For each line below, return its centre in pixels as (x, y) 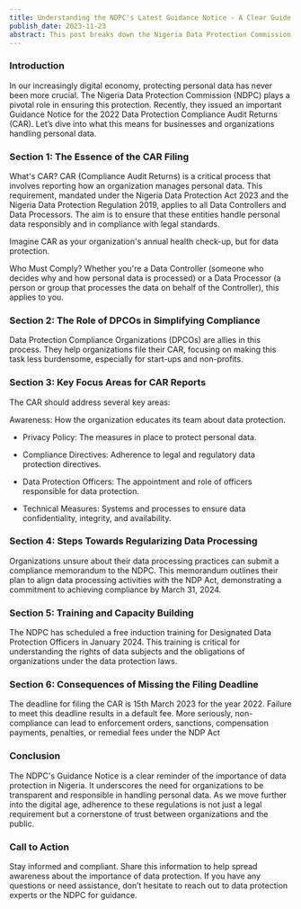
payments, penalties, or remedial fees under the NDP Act (115, 733)
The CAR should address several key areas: (90, 402)
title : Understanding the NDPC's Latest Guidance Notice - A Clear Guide (150, 18)
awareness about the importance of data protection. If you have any (135, 876)
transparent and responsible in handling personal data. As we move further (148, 795)
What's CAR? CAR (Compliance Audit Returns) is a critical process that (140, 175)
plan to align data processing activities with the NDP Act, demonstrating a (146, 580)
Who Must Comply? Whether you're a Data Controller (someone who (137, 268)
